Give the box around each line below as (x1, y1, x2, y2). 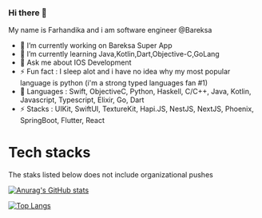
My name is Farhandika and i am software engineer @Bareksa (8, 26, 212, 35)
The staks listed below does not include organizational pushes (8, 170, 213, 180)
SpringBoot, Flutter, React (19, 116, 105, 125)
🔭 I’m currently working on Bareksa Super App (19, 41, 173, 50)
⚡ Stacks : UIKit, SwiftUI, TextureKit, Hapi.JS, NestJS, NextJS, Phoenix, (19, 104, 254, 114)
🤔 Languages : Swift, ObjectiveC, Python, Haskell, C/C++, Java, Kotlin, (19, 87, 252, 97)
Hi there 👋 (8, 7, 48, 18)
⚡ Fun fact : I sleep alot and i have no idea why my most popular (19, 67, 231, 77)
